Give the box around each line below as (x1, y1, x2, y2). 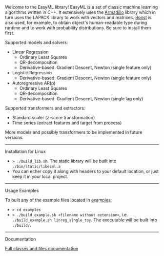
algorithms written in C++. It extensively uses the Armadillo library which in (5, 9, 156, 15)
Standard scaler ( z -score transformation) (12, 115, 95, 120)
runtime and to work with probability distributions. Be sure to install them (5, 25, 151, 31)
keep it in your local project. (12, 173, 68, 179)
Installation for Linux (5, 149, 46, 154)
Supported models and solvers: (5, 40, 68, 45)
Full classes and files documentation (5, 246, 79, 251)
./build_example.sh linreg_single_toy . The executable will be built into (12, 217, 158, 223)
